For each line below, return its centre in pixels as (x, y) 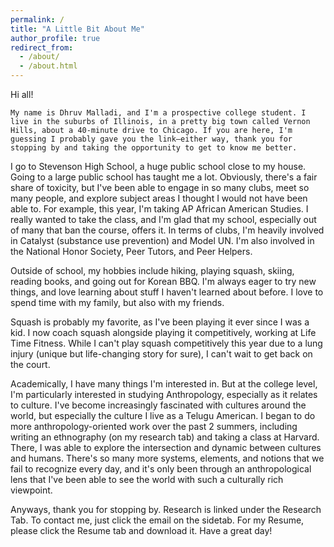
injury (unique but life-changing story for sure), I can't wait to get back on (161, 354)
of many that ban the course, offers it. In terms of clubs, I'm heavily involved (167, 230)
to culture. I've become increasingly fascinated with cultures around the (158, 405)
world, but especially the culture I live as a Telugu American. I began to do (163, 415)
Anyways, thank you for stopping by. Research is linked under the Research (166, 509)
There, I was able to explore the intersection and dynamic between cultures (166, 447)
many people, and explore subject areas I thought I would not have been (159, 198)
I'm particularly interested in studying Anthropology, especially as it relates (164, 394)
